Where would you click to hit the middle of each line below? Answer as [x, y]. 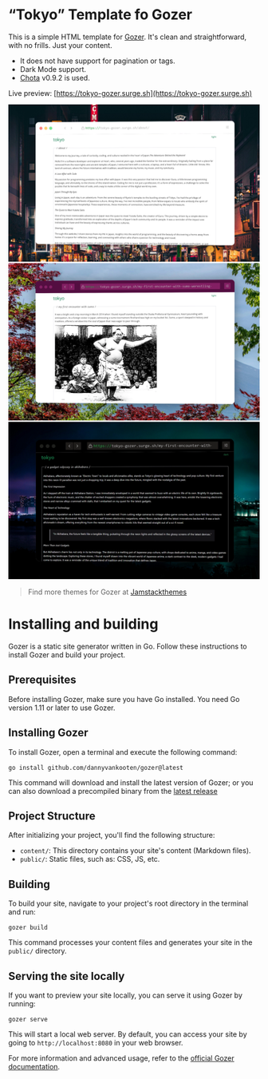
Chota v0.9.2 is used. [55, 77]
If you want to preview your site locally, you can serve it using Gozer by [126, 995]
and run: [22, 912]
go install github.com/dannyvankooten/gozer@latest [96, 768]
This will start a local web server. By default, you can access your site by [128, 1034]
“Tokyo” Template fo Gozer [100, 15]
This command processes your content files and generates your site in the [130, 942]
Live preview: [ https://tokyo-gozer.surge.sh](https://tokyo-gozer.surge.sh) [130, 93]
